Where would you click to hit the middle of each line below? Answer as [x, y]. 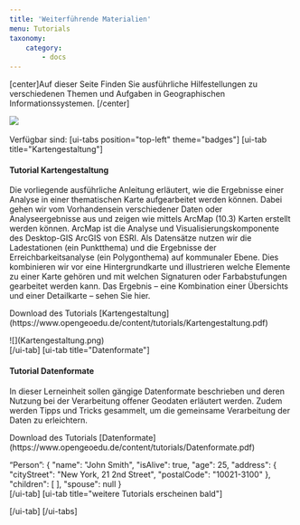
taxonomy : [28, 38]
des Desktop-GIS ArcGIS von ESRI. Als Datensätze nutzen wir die [131, 238]
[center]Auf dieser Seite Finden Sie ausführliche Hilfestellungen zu [134, 84]
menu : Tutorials [40, 29]
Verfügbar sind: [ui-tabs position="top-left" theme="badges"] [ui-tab [138, 139]
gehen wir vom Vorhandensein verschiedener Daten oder [116, 209]
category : [44, 48]
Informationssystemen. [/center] [70, 103]
